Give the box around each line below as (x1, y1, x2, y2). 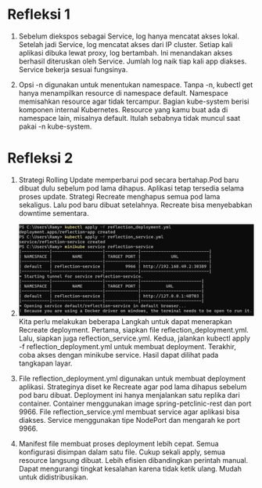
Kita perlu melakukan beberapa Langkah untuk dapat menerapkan (18, 317, 232, 326)
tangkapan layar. (18, 359, 73, 368)
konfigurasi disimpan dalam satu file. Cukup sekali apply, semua (18, 447, 226, 457)
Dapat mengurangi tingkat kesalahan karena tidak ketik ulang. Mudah (18, 464, 242, 474)
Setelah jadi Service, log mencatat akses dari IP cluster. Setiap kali (18, 39, 233, 49)
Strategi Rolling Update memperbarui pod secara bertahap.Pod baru (18, 175, 239, 184)
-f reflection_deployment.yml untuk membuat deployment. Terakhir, (18, 342, 236, 351)
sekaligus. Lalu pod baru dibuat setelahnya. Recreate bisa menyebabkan (18, 200, 253, 209)
